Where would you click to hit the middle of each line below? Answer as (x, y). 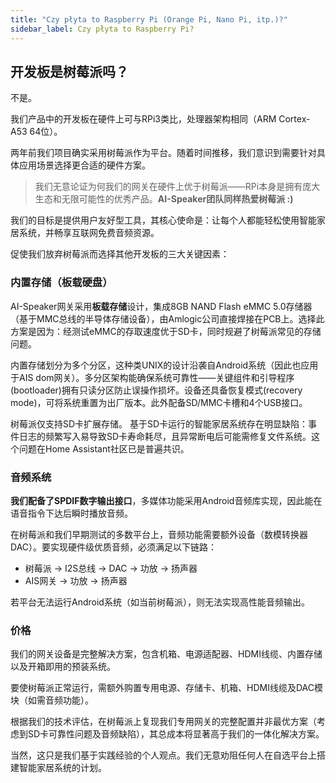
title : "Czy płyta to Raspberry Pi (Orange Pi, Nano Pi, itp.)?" (149, 19)
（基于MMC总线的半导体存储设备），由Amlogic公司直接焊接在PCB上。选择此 (167, 318)
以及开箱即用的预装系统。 (63, 667)
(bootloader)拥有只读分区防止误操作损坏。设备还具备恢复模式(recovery (156, 390)
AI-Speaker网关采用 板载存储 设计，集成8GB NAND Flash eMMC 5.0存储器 (161, 306)
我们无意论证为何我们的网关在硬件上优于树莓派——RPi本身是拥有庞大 (177, 187)
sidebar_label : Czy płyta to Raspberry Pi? (102, 29)
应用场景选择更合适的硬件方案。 (84, 165)
